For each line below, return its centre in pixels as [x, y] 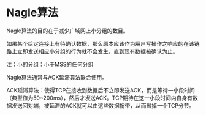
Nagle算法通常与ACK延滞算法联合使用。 [57, 77]
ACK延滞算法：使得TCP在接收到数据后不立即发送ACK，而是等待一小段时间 [101, 90]
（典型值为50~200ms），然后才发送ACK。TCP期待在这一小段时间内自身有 [100, 98]
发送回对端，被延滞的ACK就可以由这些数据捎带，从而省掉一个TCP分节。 [103, 105]
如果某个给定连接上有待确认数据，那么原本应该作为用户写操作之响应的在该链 [103, 43]
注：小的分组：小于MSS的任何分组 [50, 64]
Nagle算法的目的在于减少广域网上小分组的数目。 [67, 31]
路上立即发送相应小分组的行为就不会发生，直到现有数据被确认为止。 [92, 51]
